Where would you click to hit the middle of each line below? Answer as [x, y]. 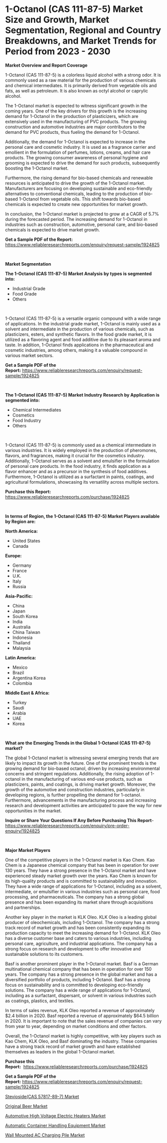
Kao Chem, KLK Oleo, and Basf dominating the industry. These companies [81, 1041]
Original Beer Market [26, 1106]
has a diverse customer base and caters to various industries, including [78, 938]
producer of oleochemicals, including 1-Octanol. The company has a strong [83, 922]
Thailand [21, 642]
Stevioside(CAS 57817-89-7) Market [42, 1096]
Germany [22, 565]
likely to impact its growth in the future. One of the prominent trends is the [81, 763]
